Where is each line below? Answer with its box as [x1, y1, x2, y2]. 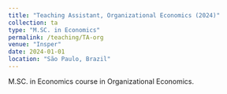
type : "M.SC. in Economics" [8, 26, 101, 34]
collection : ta [8, 19, 58, 27]
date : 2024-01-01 [8, 48, 65, 56]
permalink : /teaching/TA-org [8, 33, 104, 42]
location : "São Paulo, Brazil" [8, 56, 111, 63]
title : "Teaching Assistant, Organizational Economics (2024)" [8, 11, 221, 20]
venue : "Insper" [8, 41, 61, 49]
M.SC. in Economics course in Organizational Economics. [8, 76, 195, 86]
